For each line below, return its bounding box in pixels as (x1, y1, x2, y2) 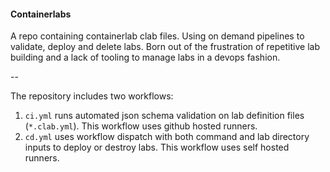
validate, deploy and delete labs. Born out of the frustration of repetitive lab (10, 41, 320, 53)
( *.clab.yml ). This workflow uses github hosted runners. (24, 120, 258, 132)
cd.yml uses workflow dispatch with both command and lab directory (24, 131, 310, 143)
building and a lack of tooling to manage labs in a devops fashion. (10, 51, 281, 64)
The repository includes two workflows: (10, 90, 174, 102)
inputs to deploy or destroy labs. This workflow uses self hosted (24, 141, 290, 154)
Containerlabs (10, 8, 72, 20)
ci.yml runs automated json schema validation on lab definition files (24, 110, 305, 122)
